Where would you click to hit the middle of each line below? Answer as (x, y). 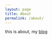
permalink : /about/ (25, 18)
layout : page (18, 9)
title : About (18, 14)
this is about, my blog (26, 32)
